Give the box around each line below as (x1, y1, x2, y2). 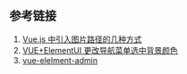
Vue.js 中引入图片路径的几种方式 (21, 34, 142, 45)
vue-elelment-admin (21, 54, 98, 65)
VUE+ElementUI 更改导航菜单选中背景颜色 (21, 45, 178, 55)
